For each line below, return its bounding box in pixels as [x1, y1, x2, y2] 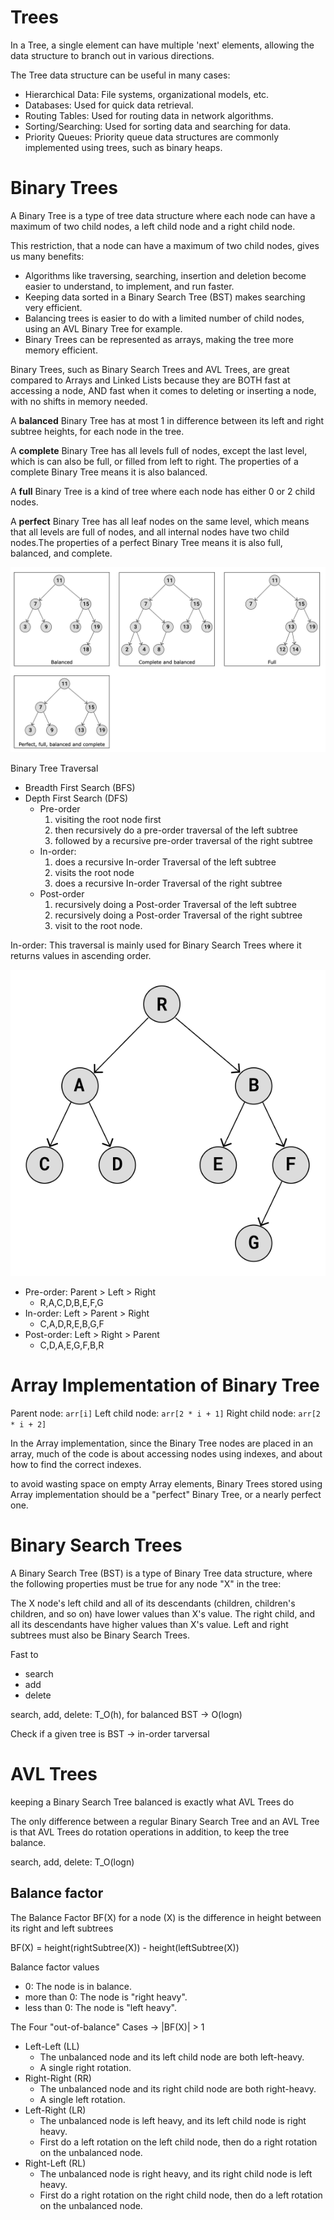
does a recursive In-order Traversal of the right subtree [54, 877, 283, 890]
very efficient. [24, 301, 83, 313]
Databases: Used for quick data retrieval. [24, 99, 194, 111]
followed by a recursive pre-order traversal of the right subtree [54, 835, 314, 847]
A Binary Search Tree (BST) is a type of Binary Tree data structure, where [10, 1567, 313, 1580]
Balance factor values [10, 1961, 100, 1973]
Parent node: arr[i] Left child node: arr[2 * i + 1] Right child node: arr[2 [10, 1407, 322, 1420]
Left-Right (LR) [24, 2104, 87, 2116]
